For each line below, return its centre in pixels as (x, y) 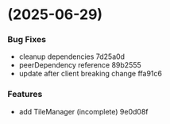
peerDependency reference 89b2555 (80, 65)
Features (25, 95)
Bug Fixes (27, 40)
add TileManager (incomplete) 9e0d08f (83, 111)
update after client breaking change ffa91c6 (90, 74)
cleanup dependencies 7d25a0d (71, 56)
